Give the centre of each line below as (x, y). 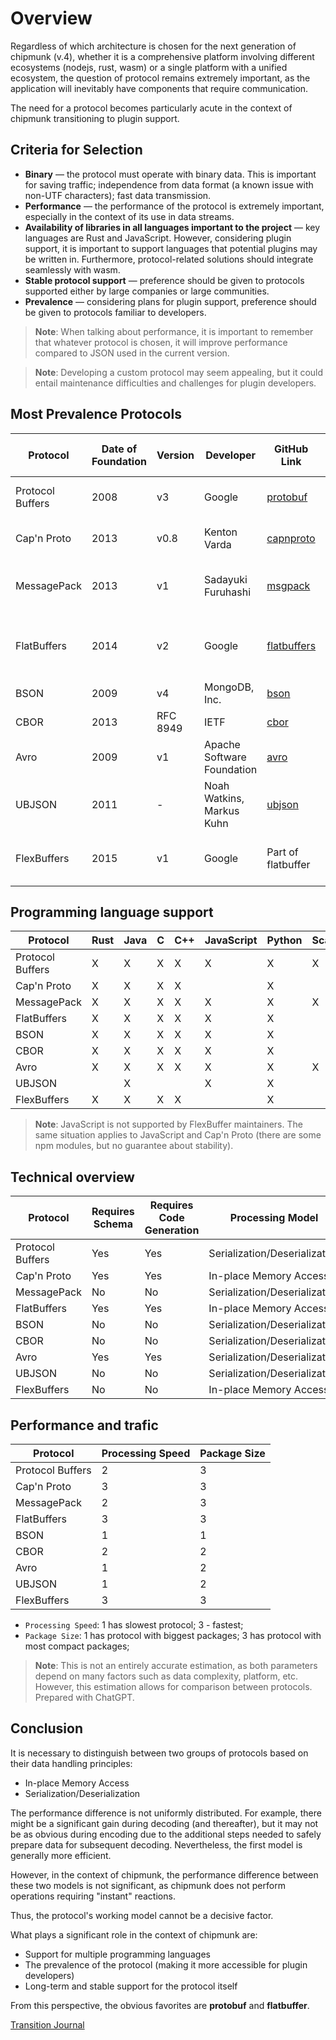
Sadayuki (226, 579)
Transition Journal (47, 2024)
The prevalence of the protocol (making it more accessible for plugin (166, 1964)
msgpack (288, 585)
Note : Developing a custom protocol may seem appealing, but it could (179, 372)
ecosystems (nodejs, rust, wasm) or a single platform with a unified (149, 67)
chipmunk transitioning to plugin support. (95, 118)
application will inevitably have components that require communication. (159, 88)
